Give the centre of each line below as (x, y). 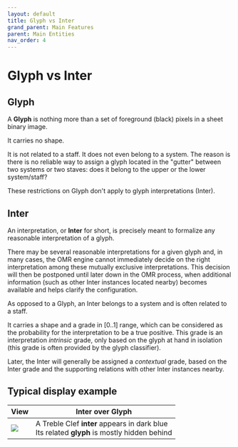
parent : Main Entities (41, 34)
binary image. (27, 127)
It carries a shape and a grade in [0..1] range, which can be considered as (115, 324)
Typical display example (62, 392)
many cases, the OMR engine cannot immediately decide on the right (109, 259)
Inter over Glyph (104, 411)
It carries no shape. (36, 140)
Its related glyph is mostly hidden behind (104, 432)
